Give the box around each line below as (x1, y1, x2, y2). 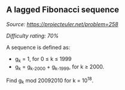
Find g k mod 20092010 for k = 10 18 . (6, 76, 94, 85)
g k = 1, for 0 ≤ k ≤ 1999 (14, 55, 72, 64)
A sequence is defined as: (6, 44, 71, 51)
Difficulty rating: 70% (6, 32, 59, 39)
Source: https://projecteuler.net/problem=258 (6, 20, 118, 27)
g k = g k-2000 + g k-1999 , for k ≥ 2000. (14, 63, 105, 72)
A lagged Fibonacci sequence (6, 5, 120, 15)
